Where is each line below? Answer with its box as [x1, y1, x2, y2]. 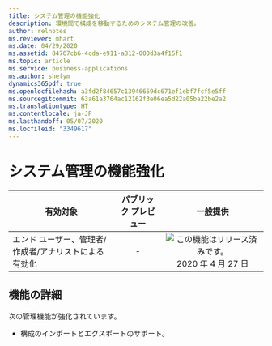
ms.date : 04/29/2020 [8, 42, 79, 50]
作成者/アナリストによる [12, 246, 104, 257]
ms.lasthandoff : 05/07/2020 [8, 117, 104, 126]
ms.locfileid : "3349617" [8, 125, 92, 133]
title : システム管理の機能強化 [8, 11, 100, 20]
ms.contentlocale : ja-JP [8, 110, 92, 118]
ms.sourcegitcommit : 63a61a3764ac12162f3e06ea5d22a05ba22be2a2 [8, 95, 227, 103]
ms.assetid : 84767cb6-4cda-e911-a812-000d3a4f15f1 [8, 49, 183, 58]
